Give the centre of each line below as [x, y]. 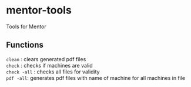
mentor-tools [39, 10]
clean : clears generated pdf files [46, 59]
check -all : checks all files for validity [53, 72]
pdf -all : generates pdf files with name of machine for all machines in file [96, 78]
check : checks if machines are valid [49, 65]
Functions [25, 45]
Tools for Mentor [26, 26]
